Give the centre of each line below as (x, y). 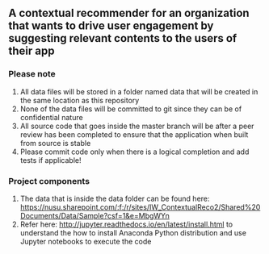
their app (32, 51)
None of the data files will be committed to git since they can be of (131, 109)
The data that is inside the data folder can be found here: (115, 198)
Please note (32, 74)
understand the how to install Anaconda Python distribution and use (133, 232)
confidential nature (51, 117)
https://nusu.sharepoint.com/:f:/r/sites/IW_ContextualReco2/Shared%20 (140, 207)
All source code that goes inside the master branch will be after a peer (137, 126)
